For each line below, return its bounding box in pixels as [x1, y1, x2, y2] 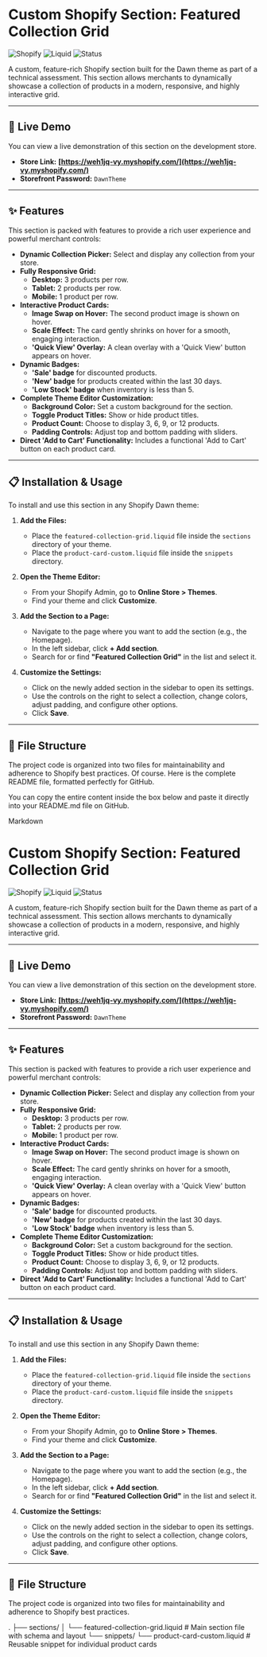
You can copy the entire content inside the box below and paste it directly [8, 792, 250, 802]
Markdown [8, 816, 44, 826]
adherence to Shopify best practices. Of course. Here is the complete [8, 768, 236, 778]
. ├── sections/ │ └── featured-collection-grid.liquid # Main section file [8, 1623, 245, 1632]
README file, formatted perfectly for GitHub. [8, 777, 155, 787]
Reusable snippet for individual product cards [8, 1639, 157, 1649]
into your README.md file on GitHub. [8, 801, 130, 811]
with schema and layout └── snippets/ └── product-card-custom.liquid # [8, 1631, 251, 1641]
